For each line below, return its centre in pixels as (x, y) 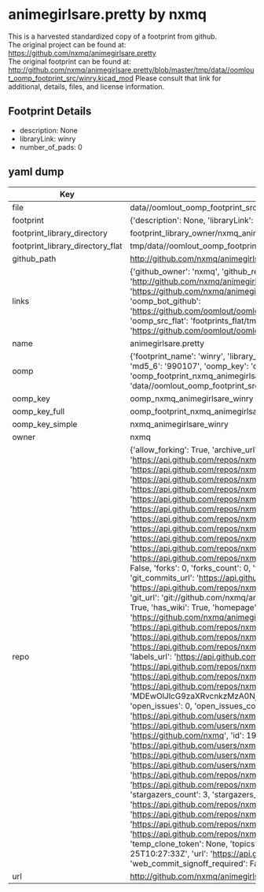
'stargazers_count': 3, (170, 794)
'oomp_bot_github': (165, 301)
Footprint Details (50, 111)
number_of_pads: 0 (51, 147)
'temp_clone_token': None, (178, 843)
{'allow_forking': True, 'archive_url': (194, 449)
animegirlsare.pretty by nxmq (107, 15)
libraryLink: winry (48, 139)
